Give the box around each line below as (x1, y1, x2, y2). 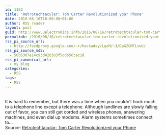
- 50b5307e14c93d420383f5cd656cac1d (9, 52, 84, 58)
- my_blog (9, 62, 29, 67)
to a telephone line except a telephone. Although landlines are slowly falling (5, 104, 158, 110)
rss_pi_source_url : (5, 39, 45, 44)
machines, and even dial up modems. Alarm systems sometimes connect (5, 114, 153, 120)
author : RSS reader (5, 21, 45, 26)
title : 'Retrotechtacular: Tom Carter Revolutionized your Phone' (5, 12, 144, 17)
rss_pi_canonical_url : (5, 57, 52, 62)
